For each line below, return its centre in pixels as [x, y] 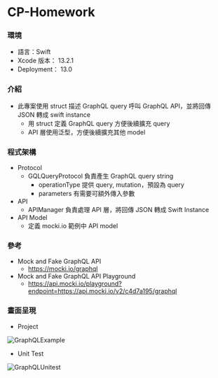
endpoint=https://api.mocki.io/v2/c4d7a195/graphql [102, 291]
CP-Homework [51, 12]
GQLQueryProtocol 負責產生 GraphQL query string [101, 176]
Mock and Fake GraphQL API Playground [76, 276]
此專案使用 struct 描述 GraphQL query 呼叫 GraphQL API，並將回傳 [114, 106]
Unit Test [30, 353]
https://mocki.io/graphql [63, 269]
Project [28, 326]
